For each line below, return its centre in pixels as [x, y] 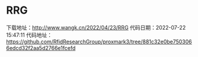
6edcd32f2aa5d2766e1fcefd [41, 47]
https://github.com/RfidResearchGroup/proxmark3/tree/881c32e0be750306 [99, 42]
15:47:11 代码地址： [29, 35]
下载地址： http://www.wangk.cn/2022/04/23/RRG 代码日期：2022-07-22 [96, 27]
